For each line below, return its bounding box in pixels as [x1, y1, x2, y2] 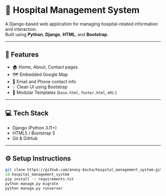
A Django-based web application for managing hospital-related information [5, 21, 158, 27]
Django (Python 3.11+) [12, 125, 57, 131]
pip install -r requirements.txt [5, 177, 74, 182]
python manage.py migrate [5, 181, 58, 186]
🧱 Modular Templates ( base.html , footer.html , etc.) [12, 89, 117, 95]
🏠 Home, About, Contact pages [12, 64, 78, 70]
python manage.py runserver [5, 186, 63, 191]
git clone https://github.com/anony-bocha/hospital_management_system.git [5, 167, 163, 173]
